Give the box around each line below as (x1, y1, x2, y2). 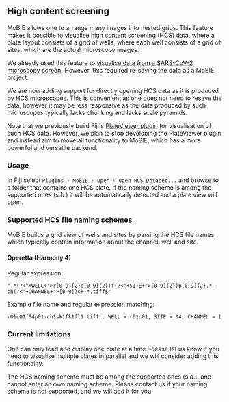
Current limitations (7, 329, 71, 338)
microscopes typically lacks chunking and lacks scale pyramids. (7, 108, 188, 116)
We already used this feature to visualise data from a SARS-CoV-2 (7, 58, 193, 67)
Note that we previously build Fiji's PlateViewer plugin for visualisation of (7, 121, 212, 129)
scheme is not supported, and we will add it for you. (7, 387, 153, 395)
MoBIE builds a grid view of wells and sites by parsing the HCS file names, (7, 231, 217, 239)
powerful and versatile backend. (7, 143, 98, 151)
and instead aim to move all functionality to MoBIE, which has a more (7, 136, 201, 145)
